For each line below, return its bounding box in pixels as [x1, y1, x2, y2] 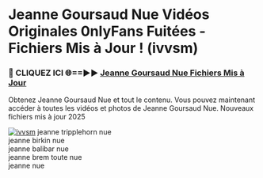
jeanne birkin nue [8, 136, 65, 146]
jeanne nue [8, 161, 45, 171]
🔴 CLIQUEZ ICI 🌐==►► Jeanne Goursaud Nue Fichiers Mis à [8, 67, 245, 78]
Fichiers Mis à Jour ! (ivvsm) [8, 40, 199, 57]
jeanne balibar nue [8, 144, 70, 153]
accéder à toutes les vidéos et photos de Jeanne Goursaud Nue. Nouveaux [8, 104, 254, 113]
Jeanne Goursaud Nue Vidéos [8, 6, 210, 24]
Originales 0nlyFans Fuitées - [8, 22, 206, 40]
